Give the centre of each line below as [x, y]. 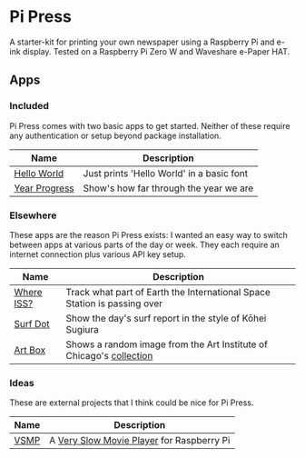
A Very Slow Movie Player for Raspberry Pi [139, 441]
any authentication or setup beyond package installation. [116, 135]
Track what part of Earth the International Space [168, 292]
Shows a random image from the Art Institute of [167, 344]
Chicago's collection [109, 355]
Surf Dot [32, 324]
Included [30, 106]
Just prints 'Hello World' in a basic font [166, 173]
